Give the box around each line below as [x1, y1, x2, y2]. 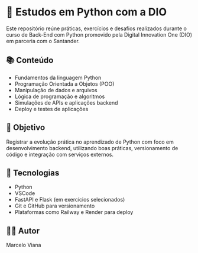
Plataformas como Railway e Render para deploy [14, 209, 134, 216]
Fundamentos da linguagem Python [14, 74, 102, 81]
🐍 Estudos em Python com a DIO [6, 5, 167, 19]
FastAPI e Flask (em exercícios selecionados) [14, 196, 125, 203]
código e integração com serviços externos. [6, 151, 114, 158]
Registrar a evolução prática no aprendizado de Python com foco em [6, 138, 174, 145]
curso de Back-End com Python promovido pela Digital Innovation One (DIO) [6, 31, 193, 38]
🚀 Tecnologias [6, 168, 60, 178]
